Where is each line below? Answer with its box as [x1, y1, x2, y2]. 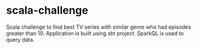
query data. [6, 36, 35, 43]
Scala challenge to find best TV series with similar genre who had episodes [6, 23, 191, 30]
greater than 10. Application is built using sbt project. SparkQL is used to [6, 29, 184, 36]
